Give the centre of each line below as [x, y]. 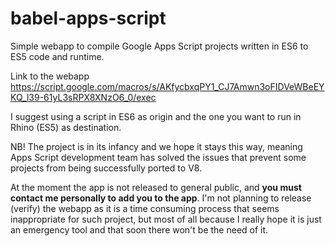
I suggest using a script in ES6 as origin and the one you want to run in [156, 116]
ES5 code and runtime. [57, 56]
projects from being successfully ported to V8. [106, 168]
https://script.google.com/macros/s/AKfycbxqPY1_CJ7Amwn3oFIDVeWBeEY [167, 86]
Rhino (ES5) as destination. [66, 127]
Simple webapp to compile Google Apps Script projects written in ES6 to [159, 46]
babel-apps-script [88, 18]
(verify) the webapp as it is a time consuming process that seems [145, 208]
